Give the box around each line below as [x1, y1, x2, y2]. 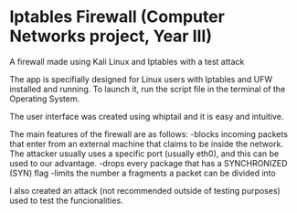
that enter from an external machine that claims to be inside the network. [9, 138, 283, 149]
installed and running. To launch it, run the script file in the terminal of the [9, 83, 286, 94]
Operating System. [9, 93, 80, 104]
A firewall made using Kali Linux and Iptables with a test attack [9, 56, 245, 67]
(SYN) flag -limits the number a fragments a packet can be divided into [9, 167, 276, 178]
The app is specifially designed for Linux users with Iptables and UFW [9, 73, 273, 84]
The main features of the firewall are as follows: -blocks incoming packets [9, 128, 288, 139]
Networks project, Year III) [9, 26, 213, 47]
